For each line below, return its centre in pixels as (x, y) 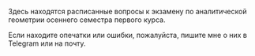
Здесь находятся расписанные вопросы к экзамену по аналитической (127, 11)
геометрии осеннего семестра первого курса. (87, 20)
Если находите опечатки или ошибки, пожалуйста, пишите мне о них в (127, 35)
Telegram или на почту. (47, 43)
